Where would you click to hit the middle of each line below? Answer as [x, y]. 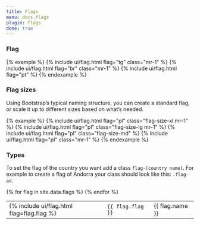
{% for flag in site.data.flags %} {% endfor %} [62, 192]
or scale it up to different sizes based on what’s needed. [75, 109]
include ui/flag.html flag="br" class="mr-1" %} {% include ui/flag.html [92, 68]
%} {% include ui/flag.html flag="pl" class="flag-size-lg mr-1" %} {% [91, 127]
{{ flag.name [171, 206]
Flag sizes [21, 90]
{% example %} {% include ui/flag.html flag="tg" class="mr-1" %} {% [91, 62]
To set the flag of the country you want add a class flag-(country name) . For [100, 168]
